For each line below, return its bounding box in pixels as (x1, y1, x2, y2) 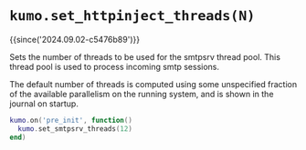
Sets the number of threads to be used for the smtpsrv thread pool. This (9, 51, 281, 62)
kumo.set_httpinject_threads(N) (9, 7, 256, 25)
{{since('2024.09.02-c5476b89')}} (9, 34, 140, 45)
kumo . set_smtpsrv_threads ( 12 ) (17, 124, 132, 134)
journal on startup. (9, 98, 79, 109)
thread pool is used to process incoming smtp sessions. (9, 61, 220, 72)
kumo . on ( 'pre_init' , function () (9, 115, 132, 125)
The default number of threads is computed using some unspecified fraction (9, 78, 298, 89)
